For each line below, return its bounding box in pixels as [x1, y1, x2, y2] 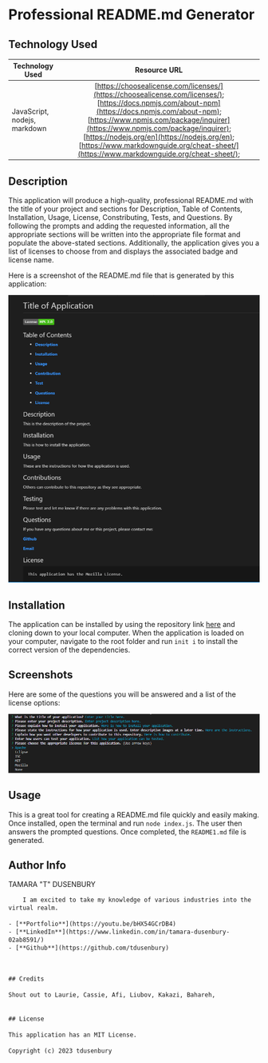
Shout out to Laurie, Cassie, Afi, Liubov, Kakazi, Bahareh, [8, 991, 216, 999]
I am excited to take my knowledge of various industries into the [22, 896, 251, 905]
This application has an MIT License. [8, 1031, 137, 1039]
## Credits [8, 975, 45, 983]
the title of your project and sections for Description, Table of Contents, [8, 204, 243, 214]
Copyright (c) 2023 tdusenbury [8, 1047, 112, 1055]
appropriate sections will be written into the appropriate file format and [8, 230, 241, 239]
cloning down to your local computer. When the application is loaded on [8, 628, 245, 637]
